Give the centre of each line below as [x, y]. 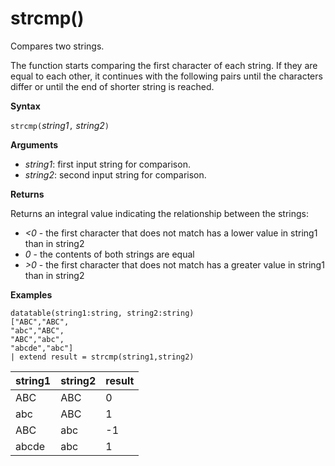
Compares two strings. [57, 46]
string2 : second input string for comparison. [115, 174]
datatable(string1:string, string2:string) [102, 313]
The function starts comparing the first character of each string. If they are [164, 65]
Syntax [25, 106]
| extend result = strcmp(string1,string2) [102, 357]
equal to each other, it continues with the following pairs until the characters [166, 76]
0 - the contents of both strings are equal [109, 254]
